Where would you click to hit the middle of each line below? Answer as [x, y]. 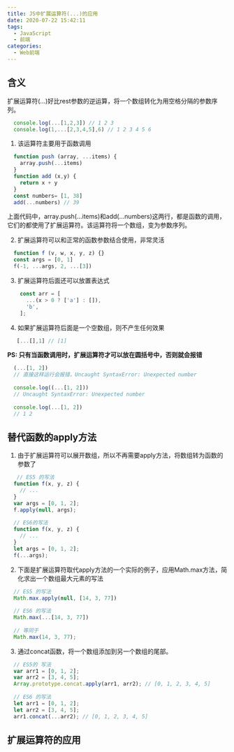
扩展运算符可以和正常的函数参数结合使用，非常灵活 [91, 240]
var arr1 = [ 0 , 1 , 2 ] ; [46, 671]
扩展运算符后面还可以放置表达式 [63, 281]
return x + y [39, 182]
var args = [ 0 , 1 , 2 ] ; [46, 503]
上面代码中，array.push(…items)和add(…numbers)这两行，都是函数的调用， [116, 217]
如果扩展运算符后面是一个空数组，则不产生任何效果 [91, 327]
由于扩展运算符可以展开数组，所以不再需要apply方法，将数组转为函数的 [120, 456]
